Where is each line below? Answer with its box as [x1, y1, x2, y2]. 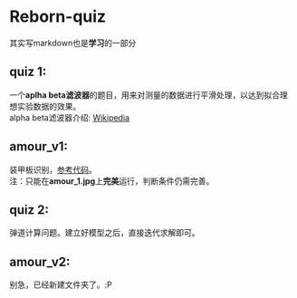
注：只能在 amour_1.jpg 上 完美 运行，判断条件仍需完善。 [9, 175, 215, 187]
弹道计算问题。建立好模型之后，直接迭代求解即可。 [9, 227, 200, 238]
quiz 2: [9, 202, 50, 217]
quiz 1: [9, 64, 47, 80]
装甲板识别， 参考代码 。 [9, 164, 97, 175]
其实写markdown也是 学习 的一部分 [9, 37, 137, 48]
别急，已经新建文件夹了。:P [9, 279, 112, 291]
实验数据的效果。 [16, 101, 81, 111]
